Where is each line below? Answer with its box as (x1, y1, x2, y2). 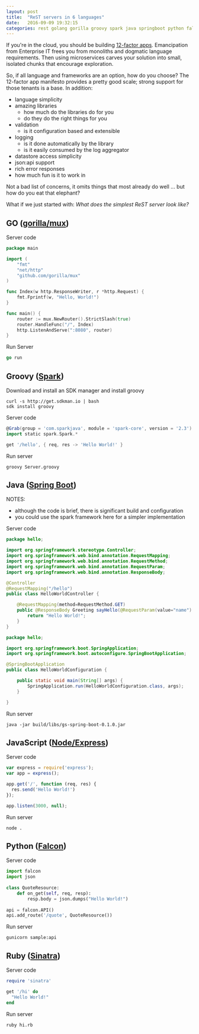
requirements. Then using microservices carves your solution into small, (6, 54, 182, 61)
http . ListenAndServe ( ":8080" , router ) (17, 327, 113, 333)
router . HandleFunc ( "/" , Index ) (17, 322, 94, 327)
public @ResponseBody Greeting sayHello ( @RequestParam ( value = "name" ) (17, 607, 192, 613)
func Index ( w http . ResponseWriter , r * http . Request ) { (6, 289, 145, 295)
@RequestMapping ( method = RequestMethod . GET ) (17, 602, 126, 608)
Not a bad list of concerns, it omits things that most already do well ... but (6, 183, 185, 190)
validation (14, 121, 39, 128)
